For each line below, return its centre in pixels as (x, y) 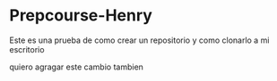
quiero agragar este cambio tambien (76, 67)
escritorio (27, 49)
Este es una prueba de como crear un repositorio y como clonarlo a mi (139, 40)
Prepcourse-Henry (81, 16)
